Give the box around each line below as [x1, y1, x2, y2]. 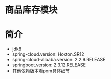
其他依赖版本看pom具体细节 [12, 68, 70, 74]
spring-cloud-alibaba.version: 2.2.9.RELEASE [12, 57, 106, 63]
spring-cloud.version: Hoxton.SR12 [12, 51, 84, 57]
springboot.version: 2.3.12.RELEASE [12, 62, 86, 68]
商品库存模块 [5, 4, 58, 16]
